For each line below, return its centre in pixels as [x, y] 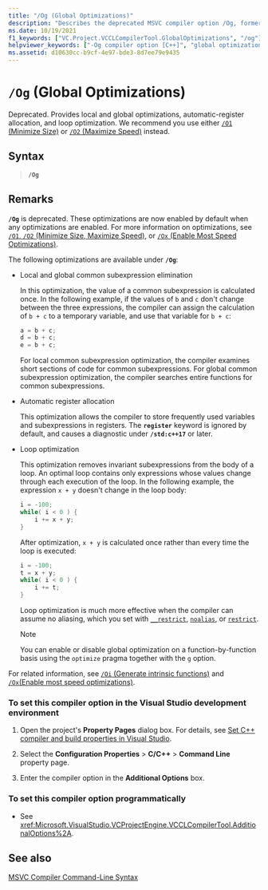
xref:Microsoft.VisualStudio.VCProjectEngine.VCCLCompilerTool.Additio [138, 825]
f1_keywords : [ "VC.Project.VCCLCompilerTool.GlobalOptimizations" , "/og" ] [135, 38]
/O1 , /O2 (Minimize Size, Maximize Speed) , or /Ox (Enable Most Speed [122, 235]
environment [34, 713]
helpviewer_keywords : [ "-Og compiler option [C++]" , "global [112, 45]
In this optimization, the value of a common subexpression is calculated [137, 290]
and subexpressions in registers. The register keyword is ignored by [133, 425]
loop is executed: [48, 551]
